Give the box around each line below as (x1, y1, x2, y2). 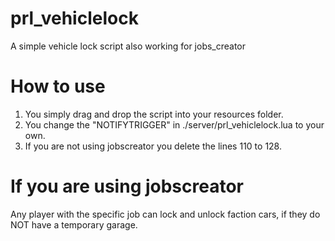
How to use (10, 75, 106, 98)
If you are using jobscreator (10, 175, 245, 198)
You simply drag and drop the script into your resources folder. (24, 108, 284, 120)
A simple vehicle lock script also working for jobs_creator (10, 40, 247, 52)
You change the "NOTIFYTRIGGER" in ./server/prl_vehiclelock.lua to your (24, 118, 325, 131)
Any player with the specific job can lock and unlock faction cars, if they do (10, 208, 321, 220)
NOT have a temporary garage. (10, 218, 138, 231)
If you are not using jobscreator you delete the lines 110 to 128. (24, 140, 282, 152)
